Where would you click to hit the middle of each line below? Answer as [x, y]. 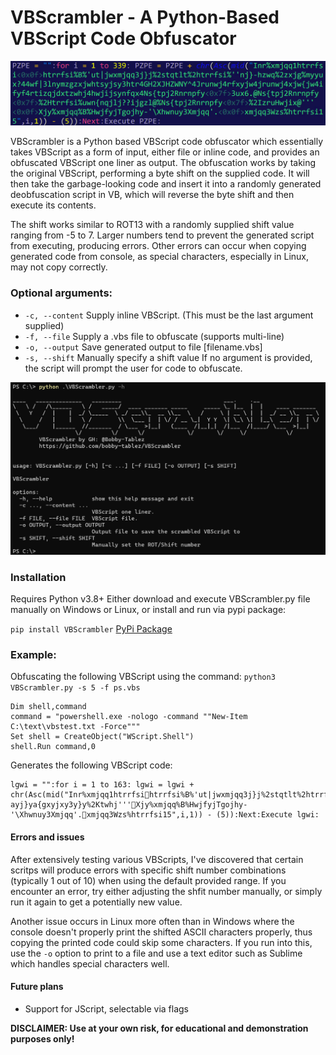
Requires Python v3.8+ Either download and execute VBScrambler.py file [160, 599]
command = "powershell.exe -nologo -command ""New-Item [129, 717]
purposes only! [42, 1038]
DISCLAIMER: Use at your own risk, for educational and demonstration [159, 1028]
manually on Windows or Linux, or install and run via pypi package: [148, 609]
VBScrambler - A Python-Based [145, 17]
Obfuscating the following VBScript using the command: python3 [143, 677]
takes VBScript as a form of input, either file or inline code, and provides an [165, 152]
